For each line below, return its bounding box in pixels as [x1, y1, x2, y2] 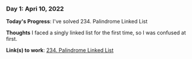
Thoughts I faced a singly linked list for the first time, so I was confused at [6, 29, 186, 36]
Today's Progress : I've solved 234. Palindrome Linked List [6, 18, 148, 25]
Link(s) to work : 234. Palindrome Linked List [6, 47, 114, 54]
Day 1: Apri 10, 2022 [6, 5, 65, 13]
